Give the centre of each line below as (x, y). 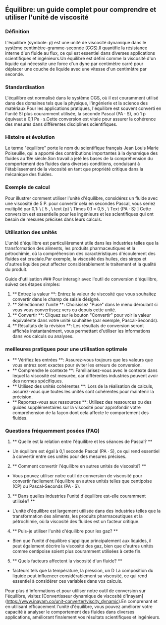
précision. (23, 397)
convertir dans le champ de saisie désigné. (56, 299)
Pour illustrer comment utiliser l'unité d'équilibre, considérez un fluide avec (82, 198)
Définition (17, 32)
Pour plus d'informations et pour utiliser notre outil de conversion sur (76, 591)
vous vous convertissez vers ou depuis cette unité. (64, 310)
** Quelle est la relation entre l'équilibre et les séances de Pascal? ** (82, 442)
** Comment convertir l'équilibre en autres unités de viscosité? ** (79, 466)
